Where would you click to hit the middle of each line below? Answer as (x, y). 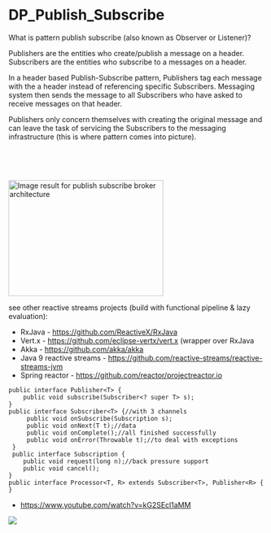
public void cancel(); (61, 468)
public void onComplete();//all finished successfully (122, 433)
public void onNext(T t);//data (81, 426)
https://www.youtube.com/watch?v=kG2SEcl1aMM (105, 505)
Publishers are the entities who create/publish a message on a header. (127, 53)
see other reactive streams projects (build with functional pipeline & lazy (129, 308)
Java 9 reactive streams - (63, 358)
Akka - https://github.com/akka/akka (82, 349)
